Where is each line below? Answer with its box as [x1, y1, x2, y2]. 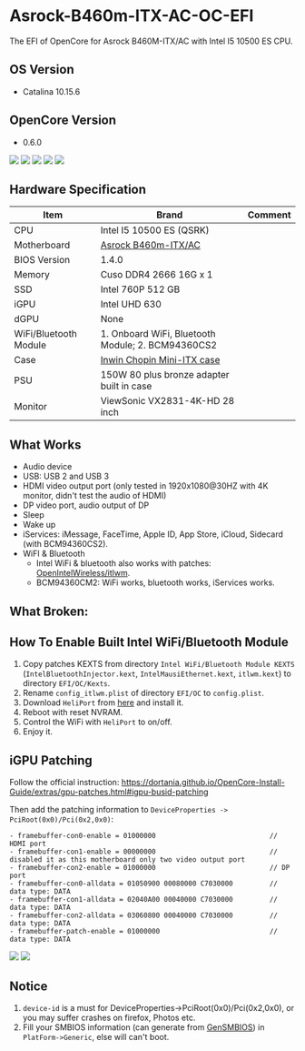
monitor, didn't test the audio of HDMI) [22, 490, 167, 501]
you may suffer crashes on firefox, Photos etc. [22, 1012, 196, 1024]
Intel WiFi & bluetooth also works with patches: [35, 558, 212, 569]
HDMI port [9, 839, 47, 849]
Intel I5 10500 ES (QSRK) [100, 224, 211, 237]
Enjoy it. [22, 726, 53, 737]
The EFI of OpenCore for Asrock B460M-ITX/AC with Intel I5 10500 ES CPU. [9, 35, 293, 46]
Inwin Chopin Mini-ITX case [100, 354, 221, 367]
